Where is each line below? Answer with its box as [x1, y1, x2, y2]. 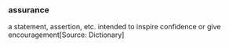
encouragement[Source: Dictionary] [8, 30, 125, 39]
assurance [8, 5, 49, 15]
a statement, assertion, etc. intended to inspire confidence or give [8, 22, 221, 32]
